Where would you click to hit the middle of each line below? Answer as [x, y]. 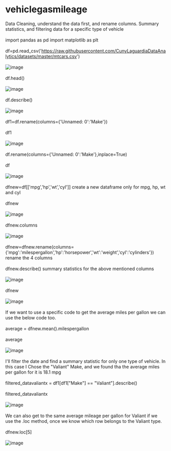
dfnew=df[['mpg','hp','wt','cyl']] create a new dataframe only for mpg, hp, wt [86, 187]
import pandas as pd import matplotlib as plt [52, 40]
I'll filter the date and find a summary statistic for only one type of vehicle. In [86, 361]
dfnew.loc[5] [19, 432]
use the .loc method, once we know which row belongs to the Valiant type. [84, 421]
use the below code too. [31, 317]
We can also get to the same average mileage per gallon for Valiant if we [81, 416]
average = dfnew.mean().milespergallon [47, 329]
